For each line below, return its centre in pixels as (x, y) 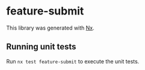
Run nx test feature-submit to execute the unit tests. (73, 61)
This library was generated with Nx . (50, 28)
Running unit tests (41, 47)
